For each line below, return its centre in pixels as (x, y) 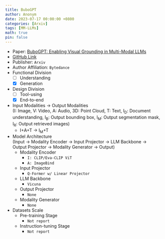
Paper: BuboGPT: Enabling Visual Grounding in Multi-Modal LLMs (79, 51)
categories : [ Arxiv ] (27, 24)
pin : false (16, 38)
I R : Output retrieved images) (41, 124)
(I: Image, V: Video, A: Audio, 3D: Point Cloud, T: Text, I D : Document (81, 111)
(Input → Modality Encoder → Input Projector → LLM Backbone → (80, 142)
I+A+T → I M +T (34, 131)
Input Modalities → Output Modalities (50, 106)
